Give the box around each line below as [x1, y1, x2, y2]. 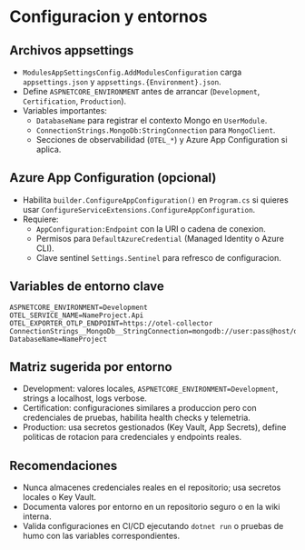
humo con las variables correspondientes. [22, 530, 181, 542]
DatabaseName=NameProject [9, 335, 107, 344]
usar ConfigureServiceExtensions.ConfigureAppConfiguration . [22, 204, 256, 215]
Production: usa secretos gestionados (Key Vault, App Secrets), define [22, 422, 287, 433]
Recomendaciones [9, 457, 118, 474]
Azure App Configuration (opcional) [9, 170, 217, 185]
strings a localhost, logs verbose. [22, 393, 147, 404]
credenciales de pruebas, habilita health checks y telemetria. [22, 412, 251, 424]
